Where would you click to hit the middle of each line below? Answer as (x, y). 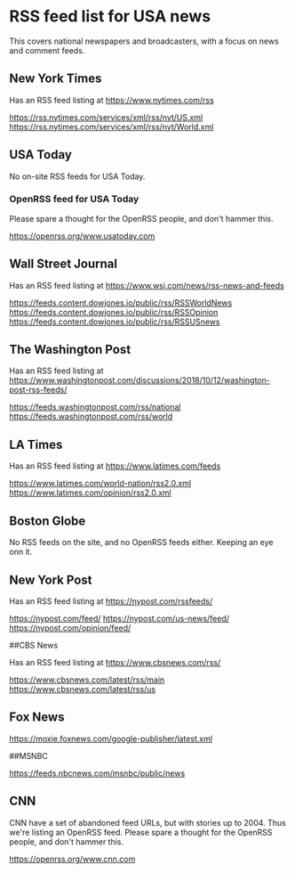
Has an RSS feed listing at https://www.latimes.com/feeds (115, 466)
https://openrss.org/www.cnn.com (72, 859)
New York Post (51, 579)
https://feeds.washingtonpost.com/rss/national (95, 407)
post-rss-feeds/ (38, 390)
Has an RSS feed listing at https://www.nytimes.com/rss (112, 100)
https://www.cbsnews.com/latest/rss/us (83, 689)
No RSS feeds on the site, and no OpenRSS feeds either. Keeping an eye (141, 543)
